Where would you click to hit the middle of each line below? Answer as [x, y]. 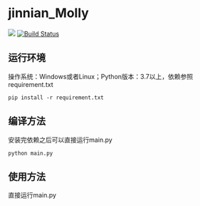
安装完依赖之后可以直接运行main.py [60, 140]
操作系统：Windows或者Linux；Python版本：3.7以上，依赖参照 [101, 76]
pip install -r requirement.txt [56, 98]
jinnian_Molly [49, 13]
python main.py [31, 153]
